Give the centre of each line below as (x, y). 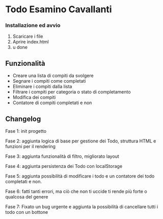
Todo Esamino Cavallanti (59, 9)
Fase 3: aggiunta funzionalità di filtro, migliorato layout (62, 156)
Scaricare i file (28, 36)
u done (20, 47)
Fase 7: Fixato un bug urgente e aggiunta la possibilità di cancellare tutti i (82, 207)
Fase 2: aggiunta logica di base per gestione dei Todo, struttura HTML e (81, 141)
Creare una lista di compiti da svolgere (53, 76)
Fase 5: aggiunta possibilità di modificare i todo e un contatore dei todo (80, 176)
